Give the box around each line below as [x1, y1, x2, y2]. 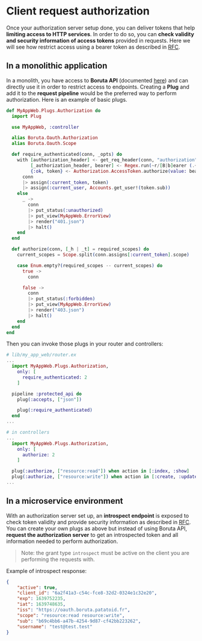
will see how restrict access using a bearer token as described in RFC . [6, 43, 180, 51]
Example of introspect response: [6, 567, 87, 574]
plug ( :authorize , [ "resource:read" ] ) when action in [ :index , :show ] [11, 468, 189, 474]
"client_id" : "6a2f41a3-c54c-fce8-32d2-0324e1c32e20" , [17, 590, 158, 596]
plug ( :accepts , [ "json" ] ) [17, 396, 82, 403]
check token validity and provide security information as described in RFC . [6, 518, 191, 525]
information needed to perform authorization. [6, 537, 118, 545]
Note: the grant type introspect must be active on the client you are [20, 549, 189, 556]
